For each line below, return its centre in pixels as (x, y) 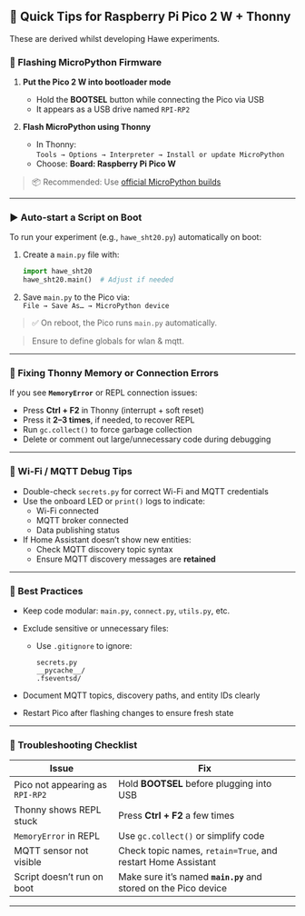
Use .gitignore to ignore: (84, 646)
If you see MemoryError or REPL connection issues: (103, 393)
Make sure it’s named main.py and (190, 877)
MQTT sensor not (51, 851)
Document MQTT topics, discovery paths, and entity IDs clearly (141, 695)
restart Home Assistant (167, 862)
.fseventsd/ (59, 679)
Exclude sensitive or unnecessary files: (96, 629)
